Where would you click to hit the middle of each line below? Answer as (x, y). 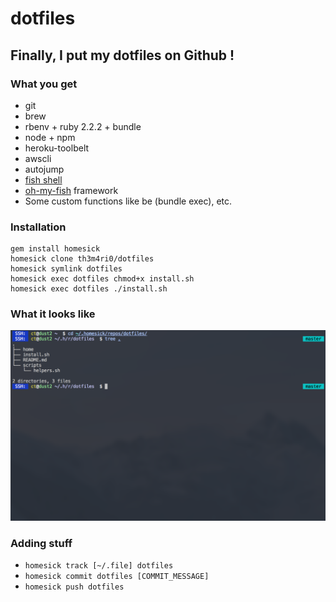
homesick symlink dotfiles (66, 269)
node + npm (50, 137)
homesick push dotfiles (74, 587)
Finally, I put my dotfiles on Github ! (122, 55)
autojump (44, 169)
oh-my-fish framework (71, 190)
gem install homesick (55, 249)
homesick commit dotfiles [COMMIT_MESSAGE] (117, 577)
